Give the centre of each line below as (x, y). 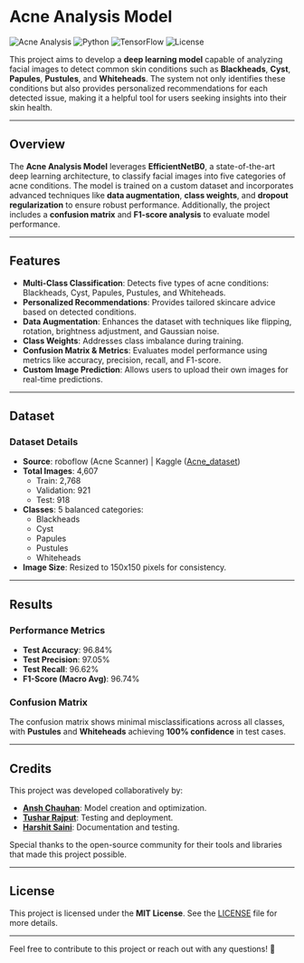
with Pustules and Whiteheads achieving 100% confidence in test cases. (148, 732)
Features (35, 261)
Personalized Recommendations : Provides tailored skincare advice (149, 302)
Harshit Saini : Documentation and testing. (101, 827)
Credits (31, 769)
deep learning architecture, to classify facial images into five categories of (148, 176)
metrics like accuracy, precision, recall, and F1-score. (122, 360)
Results (31, 604)
